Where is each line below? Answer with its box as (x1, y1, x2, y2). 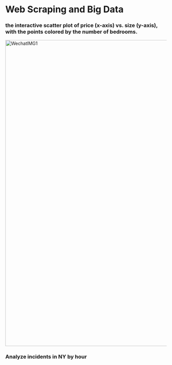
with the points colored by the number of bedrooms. (5, 28, 138, 35)
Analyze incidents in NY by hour (5, 353, 87, 360)
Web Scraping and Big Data (5, 4, 124, 15)
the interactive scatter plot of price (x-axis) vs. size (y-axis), (5, 22, 158, 29)
